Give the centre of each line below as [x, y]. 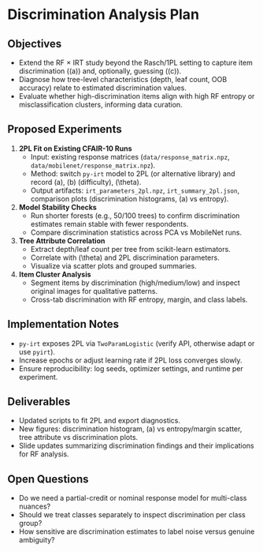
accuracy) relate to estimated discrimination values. [102, 88]
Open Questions [48, 479]
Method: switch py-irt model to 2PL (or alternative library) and [133, 173]
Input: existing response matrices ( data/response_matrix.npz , [130, 156]
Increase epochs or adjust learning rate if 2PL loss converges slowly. [130, 360]
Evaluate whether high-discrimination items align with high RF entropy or [137, 96]
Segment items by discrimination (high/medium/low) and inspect [135, 283]
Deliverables [39, 402]
